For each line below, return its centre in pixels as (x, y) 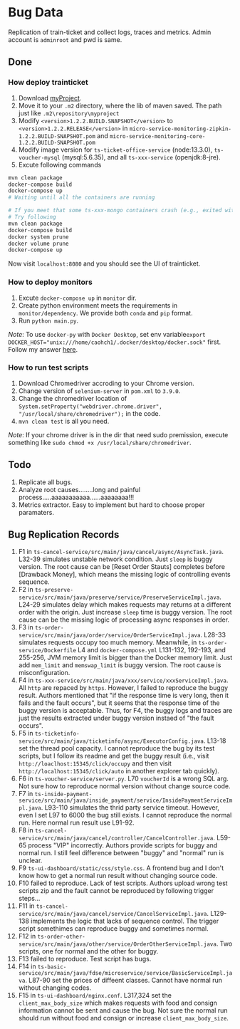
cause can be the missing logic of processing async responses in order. (124, 620)
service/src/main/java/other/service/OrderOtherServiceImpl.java (117, 944)
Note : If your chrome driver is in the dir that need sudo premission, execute (118, 434)
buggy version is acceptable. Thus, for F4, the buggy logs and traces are (125, 711)
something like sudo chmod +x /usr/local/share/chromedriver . (100, 442)
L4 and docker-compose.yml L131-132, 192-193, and (152, 650)
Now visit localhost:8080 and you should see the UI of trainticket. (104, 263)
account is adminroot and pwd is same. (65, 39)
